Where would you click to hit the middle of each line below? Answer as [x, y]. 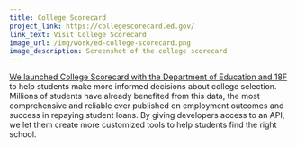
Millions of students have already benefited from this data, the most [135, 96]
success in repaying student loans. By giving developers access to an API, [147, 115]
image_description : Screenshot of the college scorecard [118, 51]
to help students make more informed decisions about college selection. [143, 87]
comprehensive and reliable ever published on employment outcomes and [147, 106]
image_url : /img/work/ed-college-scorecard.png [100, 43]
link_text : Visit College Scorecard [78, 34]
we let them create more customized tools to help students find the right [143, 125]
